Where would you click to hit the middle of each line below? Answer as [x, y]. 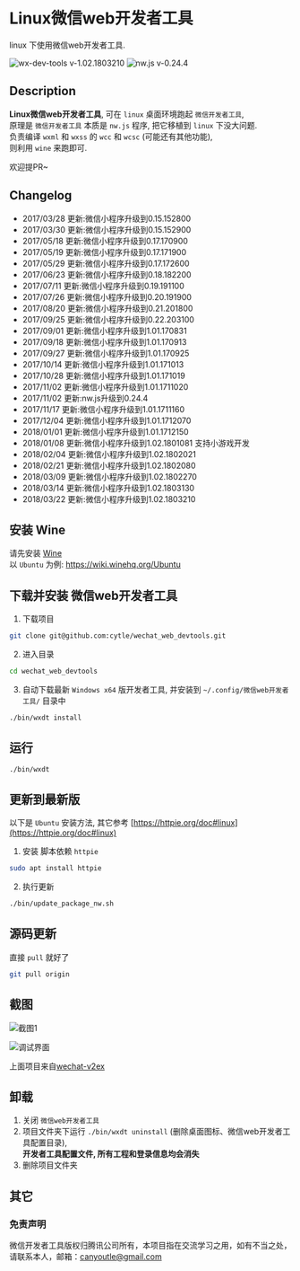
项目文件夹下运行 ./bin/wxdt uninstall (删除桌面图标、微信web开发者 [152, 1132]
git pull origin [39, 974]
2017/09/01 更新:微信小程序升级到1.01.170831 [104, 331]
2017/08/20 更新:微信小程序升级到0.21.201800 [107, 308]
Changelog [41, 195]
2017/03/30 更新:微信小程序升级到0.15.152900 [107, 229]
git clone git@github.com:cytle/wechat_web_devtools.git [118, 636]
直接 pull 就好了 [39, 957]
